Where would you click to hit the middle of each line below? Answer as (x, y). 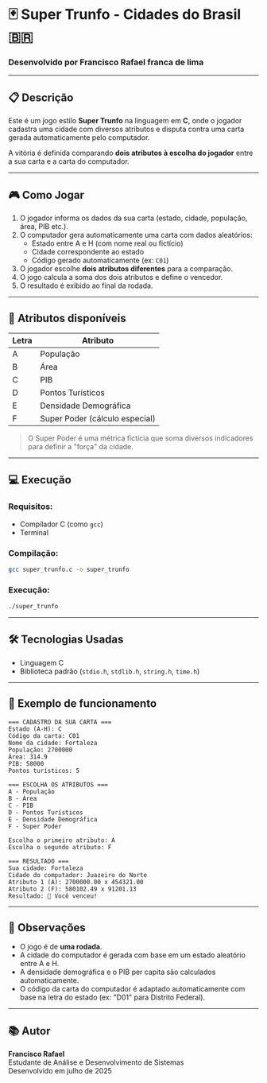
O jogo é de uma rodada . (61, 947)
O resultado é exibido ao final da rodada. (86, 285)
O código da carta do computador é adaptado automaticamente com (132, 989)
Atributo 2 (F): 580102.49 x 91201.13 (72, 889)
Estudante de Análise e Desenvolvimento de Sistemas (96, 1062)
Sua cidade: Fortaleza (46, 868)
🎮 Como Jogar (46, 195)
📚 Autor (29, 1031)
